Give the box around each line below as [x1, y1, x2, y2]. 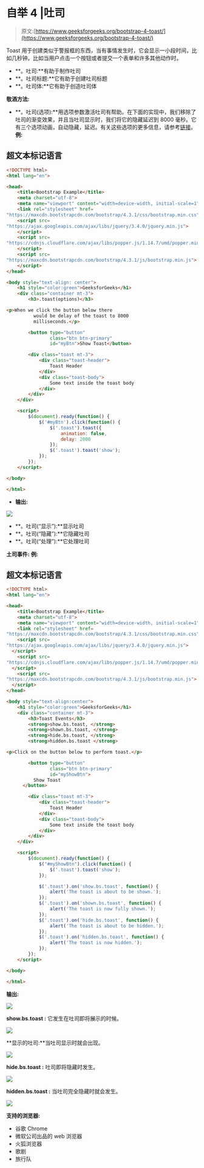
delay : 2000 [60, 436, 91, 442]
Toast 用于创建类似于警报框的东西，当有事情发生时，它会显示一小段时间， [6, 47, 192, 54]
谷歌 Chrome [15, 1125, 48, 1132]
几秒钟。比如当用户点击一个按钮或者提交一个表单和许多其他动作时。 [11, 54, 182, 61]
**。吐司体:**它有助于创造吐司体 [15, 82, 97, 89]
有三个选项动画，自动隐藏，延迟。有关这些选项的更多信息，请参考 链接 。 [15, 123, 196, 131]
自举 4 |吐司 [6, 6, 66, 20]
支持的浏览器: [6, 1112, 41, 1119]
